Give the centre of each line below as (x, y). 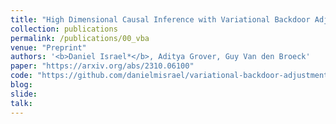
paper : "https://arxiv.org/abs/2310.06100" (102, 66)
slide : (24, 94)
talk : (21, 103)
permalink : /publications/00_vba (80, 38)
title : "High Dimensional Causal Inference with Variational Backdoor (160, 19)
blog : (21, 85)
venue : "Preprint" (48, 47)
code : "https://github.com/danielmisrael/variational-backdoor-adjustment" (171, 76)
